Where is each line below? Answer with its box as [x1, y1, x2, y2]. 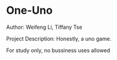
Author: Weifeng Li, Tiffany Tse [6, 23, 82, 31]
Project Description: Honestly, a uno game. [6, 35, 112, 42]
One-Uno [6, 4, 53, 17]
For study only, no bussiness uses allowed [6, 46, 110, 54]
